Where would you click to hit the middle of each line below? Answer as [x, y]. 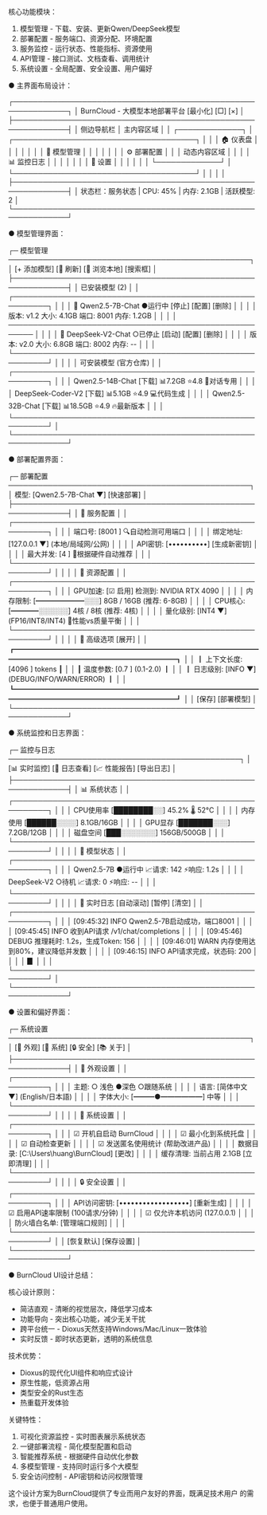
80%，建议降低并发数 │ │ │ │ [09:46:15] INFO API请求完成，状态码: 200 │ [136, 951]
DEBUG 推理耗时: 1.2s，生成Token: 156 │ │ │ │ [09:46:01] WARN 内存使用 [128, 941]
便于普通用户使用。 [60, 1503]
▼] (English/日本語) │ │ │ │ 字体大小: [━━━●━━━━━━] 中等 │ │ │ [124, 1096]
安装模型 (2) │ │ [113, 287]
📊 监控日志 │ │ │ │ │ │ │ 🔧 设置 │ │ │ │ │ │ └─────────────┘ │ [120, 161]
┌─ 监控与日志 [32, 750]
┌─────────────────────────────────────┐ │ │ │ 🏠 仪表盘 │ [133, 139]
